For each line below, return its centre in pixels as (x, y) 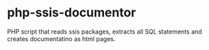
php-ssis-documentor (72, 13)
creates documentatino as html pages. (61, 38)
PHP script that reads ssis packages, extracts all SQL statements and (104, 32)
